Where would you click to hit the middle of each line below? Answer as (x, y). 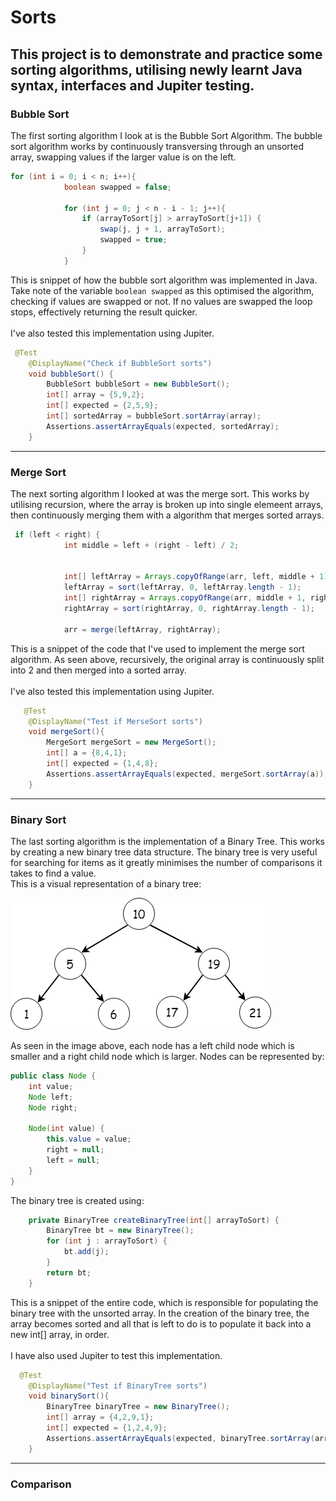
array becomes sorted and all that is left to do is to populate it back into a (161, 1323)
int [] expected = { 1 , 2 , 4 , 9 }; (107, 1428)
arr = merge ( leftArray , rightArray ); (142, 629)
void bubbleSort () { (71, 374)
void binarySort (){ (69, 1396)
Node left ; (51, 1097)
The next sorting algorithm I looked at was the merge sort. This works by (160, 493)
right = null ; (75, 1150)
